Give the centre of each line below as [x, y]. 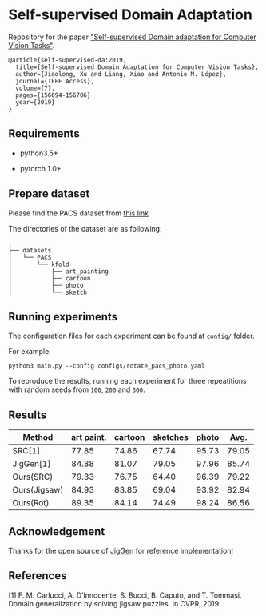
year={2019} [36, 102]
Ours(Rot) [31, 503]
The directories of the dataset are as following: [85, 228]
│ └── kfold [39, 264]
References [38, 576]
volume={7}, [36, 88]
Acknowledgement [57, 531]
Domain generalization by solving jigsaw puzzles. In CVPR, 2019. [115, 603]
